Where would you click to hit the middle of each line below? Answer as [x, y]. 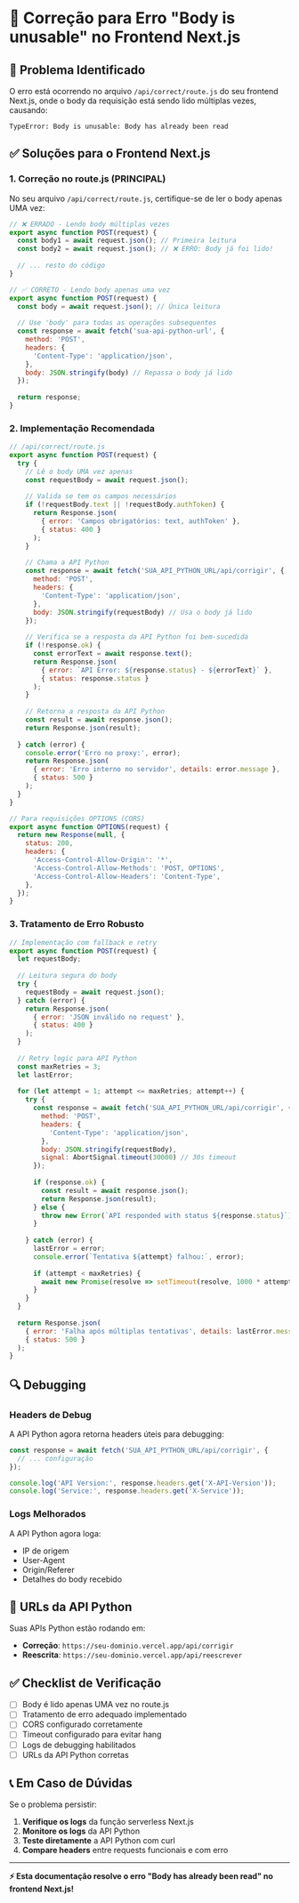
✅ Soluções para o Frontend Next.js [110, 153]
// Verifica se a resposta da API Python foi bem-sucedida [137, 637]
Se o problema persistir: [53, 1804]
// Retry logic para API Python [77, 1058]
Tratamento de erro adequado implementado [104, 1714]
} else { [49, 1207]
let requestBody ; [49, 959]
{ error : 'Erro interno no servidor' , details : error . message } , [156, 770]
